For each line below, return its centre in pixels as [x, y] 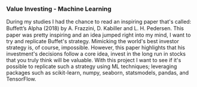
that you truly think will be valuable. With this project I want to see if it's [94, 60]
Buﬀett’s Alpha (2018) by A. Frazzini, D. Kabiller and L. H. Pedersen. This [95, 28]
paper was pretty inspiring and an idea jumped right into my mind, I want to [98, 35]
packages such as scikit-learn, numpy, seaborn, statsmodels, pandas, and [98, 73]
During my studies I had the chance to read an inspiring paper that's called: [99, 22]
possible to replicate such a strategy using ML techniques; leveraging [92, 66]
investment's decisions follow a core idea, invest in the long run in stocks [96, 54]
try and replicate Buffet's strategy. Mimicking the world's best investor [93, 41]
